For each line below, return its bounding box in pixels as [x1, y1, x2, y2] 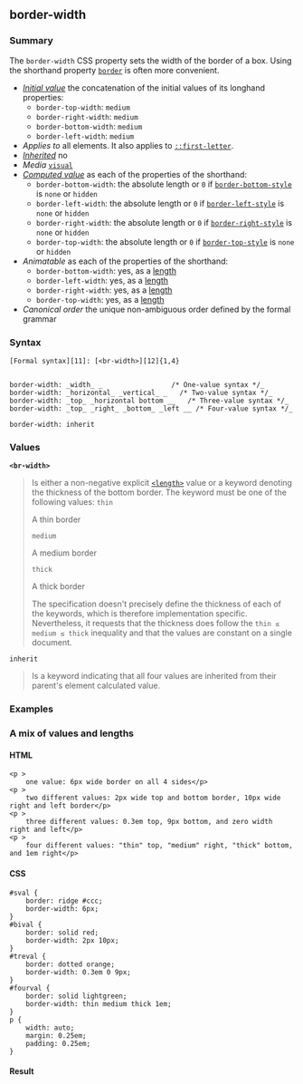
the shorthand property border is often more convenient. [9, 64, 220, 75]
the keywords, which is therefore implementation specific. [31, 608, 248, 619]
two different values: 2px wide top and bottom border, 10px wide [25, 793, 281, 803]
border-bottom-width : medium [35, 121, 143, 131]
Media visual [22, 159, 73, 170]
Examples [9, 702, 54, 715]
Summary [9, 34, 54, 47]
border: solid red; [25, 928, 99, 937]
